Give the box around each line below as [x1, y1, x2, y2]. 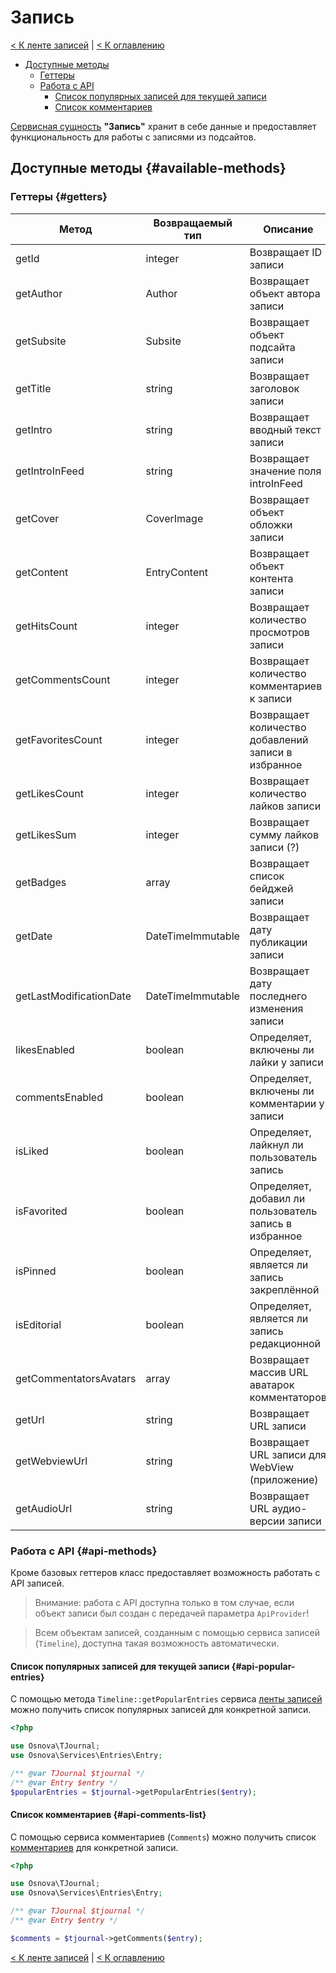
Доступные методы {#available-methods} [10, 160, 287, 177]
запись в [249, 1216, 293, 1230]
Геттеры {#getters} [10, 190, 108, 204]
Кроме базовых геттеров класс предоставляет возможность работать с [10, 1566, 321, 1578]
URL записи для [249, 1447, 327, 1461]
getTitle [15, 381, 52, 395]
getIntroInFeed [15, 464, 85, 478]
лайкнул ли [249, 1137, 304, 1151]
